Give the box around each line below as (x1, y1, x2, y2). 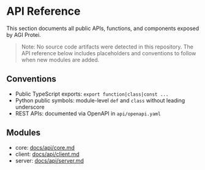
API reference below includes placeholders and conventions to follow (21, 49, 196, 56)
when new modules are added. (21, 56, 100, 63)
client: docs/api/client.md (15, 150, 80, 158)
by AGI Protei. (6, 31, 41, 38)
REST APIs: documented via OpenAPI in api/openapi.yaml (15, 109, 161, 117)
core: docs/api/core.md (15, 144, 75, 151)
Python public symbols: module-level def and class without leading (15, 96, 185, 104)
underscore (15, 103, 45, 110)
